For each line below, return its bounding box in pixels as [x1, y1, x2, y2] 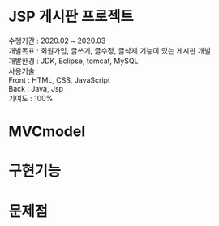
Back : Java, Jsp [8, 83, 63, 93]
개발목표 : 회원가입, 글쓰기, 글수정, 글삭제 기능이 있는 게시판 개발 [8, 45, 212, 55]
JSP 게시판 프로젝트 [8, 7, 134, 26]
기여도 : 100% [8, 93, 54, 103]
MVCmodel [8, 122, 86, 141]
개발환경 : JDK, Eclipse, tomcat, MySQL [8, 56, 140, 66]
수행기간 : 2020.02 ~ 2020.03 [8, 36, 106, 45]
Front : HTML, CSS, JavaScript [8, 75, 111, 85]
